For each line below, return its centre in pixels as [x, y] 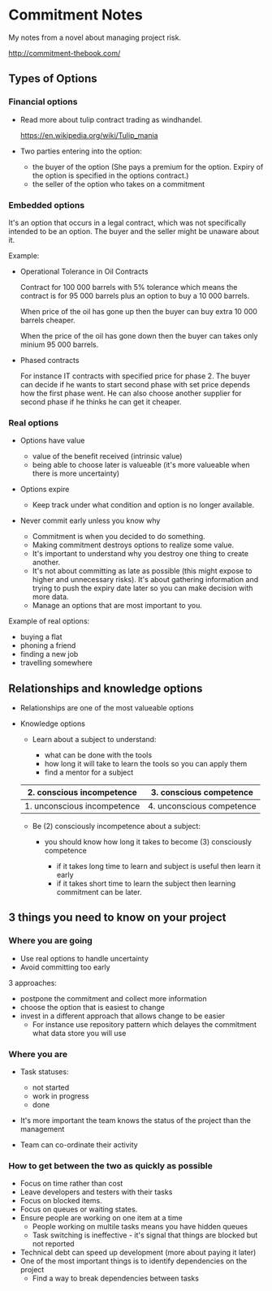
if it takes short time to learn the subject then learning [146, 883]
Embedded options [47, 205]
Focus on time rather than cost [71, 1184]
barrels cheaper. [47, 320]
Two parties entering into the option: [81, 151]
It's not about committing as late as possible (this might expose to [142, 571]
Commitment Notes [76, 15]
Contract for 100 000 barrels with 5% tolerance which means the [129, 287]
